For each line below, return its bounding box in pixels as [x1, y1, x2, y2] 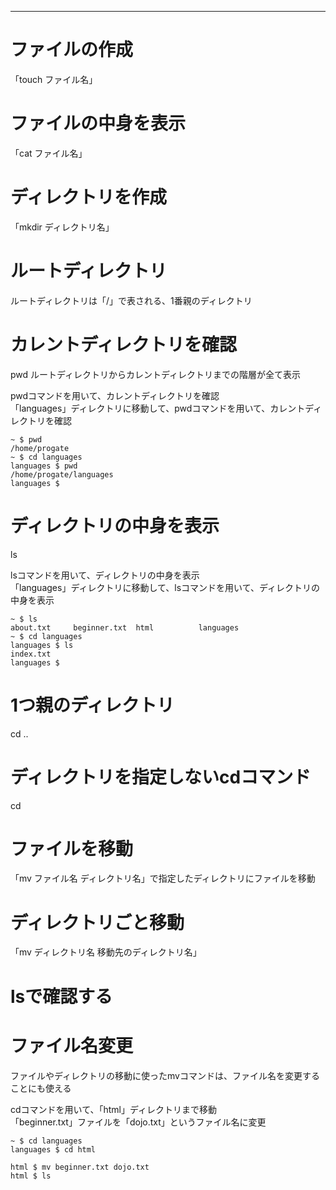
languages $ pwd [10, 461, 78, 471]
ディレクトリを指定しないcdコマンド [10, 766, 312, 788]
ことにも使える [10, 1082, 72, 1094]
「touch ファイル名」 [10, 73, 98, 85]
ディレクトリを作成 [10, 186, 168, 209]
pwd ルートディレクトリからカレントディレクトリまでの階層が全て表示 [10, 368, 302, 380]
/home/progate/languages [10, 469, 114, 480]
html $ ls [10, 1171, 52, 1181]
